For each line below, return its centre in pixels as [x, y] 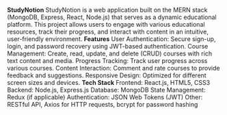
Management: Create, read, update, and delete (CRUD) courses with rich [110, 53]
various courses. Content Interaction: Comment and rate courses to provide [113, 68]
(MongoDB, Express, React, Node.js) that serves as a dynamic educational [112, 17]
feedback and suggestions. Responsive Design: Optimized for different [107, 75]
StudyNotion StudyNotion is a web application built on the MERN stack [107, 10]
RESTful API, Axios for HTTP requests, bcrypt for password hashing [103, 104]
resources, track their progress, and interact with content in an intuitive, [108, 31]
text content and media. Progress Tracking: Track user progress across [107, 61]
